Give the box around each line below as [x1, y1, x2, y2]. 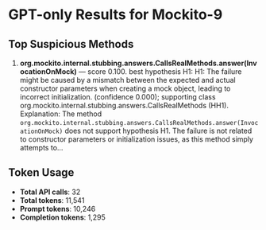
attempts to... [19, 143, 64, 152]
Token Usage [8, 166, 75, 180]
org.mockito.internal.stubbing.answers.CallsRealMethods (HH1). [19, 101, 229, 110]
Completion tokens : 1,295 [19, 212, 106, 222]
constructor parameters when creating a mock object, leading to [19, 84, 231, 93]
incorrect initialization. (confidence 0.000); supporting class [19, 92, 216, 101]
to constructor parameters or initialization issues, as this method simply [19, 134, 254, 144]
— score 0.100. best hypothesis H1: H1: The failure [78, 67, 242, 76]
